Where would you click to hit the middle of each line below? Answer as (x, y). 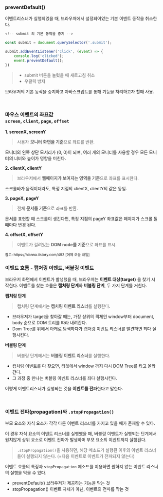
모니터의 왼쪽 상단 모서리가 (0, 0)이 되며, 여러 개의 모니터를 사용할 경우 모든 (77, 152)
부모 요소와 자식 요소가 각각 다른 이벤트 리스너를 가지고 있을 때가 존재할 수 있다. (80, 423)
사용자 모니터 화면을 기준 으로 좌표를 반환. (56, 142)
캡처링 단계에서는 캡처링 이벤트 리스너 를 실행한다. (63, 306)
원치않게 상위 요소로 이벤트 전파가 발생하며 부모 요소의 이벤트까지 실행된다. (76, 440)
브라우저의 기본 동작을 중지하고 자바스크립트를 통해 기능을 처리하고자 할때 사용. (80, 91)
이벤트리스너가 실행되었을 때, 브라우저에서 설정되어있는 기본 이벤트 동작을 (75, 19)
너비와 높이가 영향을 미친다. (40, 158)
